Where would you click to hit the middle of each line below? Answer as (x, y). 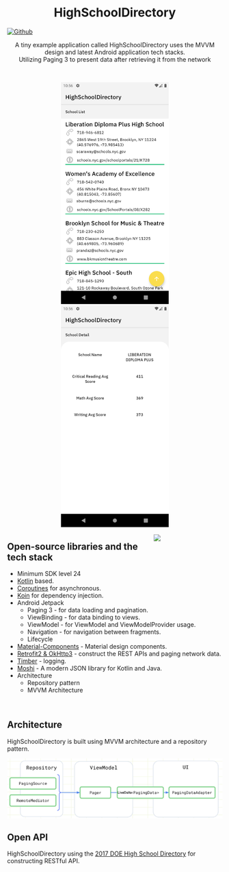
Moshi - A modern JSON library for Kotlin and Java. (90, 669)
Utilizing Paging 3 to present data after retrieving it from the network (115, 59)
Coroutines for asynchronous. (59, 588)
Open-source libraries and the (72, 546)
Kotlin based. (36, 581)
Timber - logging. (42, 661)
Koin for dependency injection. (60, 596)
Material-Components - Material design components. (92, 647)
